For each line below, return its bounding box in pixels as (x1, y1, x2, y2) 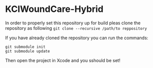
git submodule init (5, 44, 46, 49)
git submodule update (5, 49, 50, 54)
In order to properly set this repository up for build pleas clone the (5, 20, 141, 26)
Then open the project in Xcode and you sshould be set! (5, 57, 121, 63)
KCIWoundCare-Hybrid (5, 3, 104, 15)
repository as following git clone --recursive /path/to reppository (5, 25, 147, 31)
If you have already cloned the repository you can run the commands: (5, 35, 149, 41)
